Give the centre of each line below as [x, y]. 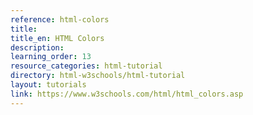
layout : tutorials [48, 85]
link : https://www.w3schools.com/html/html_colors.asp [127, 94]
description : [37, 47]
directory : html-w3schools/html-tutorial [98, 76]
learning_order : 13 [51, 57]
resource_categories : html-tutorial [86, 66]
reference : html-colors [60, 19]
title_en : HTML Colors [57, 38]
